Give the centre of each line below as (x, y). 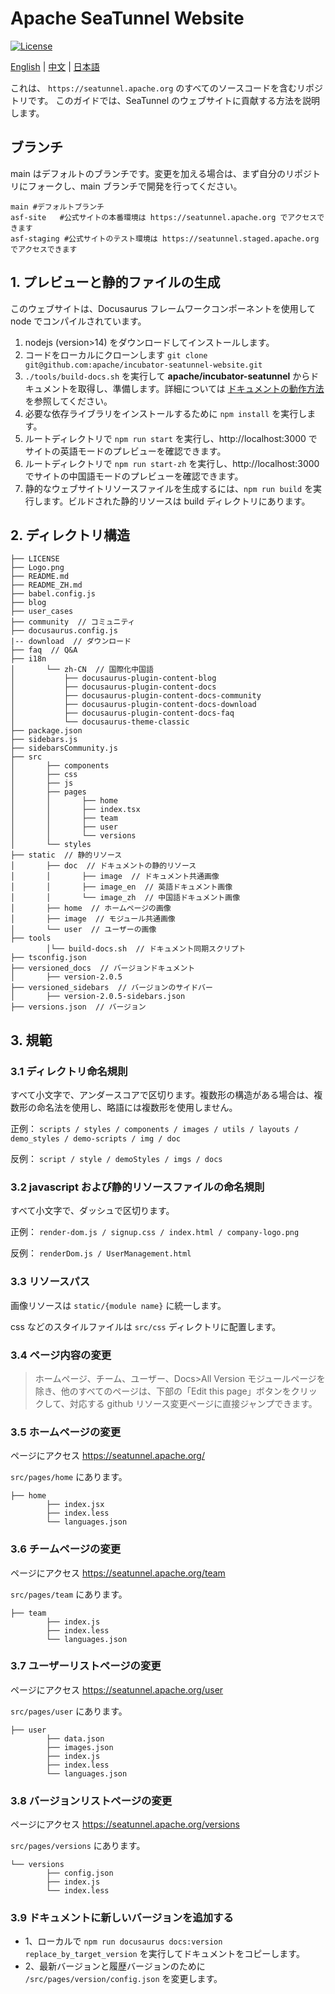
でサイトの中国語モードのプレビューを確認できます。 (134, 476)
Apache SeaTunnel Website (127, 18)
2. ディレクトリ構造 (70, 535)
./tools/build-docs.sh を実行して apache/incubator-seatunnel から (167, 376)
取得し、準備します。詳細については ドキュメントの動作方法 (201, 388)
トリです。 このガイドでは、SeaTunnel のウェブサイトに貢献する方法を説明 (165, 100)
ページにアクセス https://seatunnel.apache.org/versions (125, 1824)
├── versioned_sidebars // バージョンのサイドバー (111, 988)
